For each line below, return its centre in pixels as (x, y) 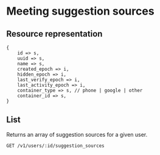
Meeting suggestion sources (80, 11)
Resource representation (54, 34)
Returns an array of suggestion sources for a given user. (77, 134)
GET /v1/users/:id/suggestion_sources (55, 146)
